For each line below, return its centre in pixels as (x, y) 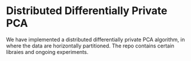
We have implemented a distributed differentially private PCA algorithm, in (95, 39)
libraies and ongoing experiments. (47, 52)
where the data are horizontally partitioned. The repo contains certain (90, 46)
